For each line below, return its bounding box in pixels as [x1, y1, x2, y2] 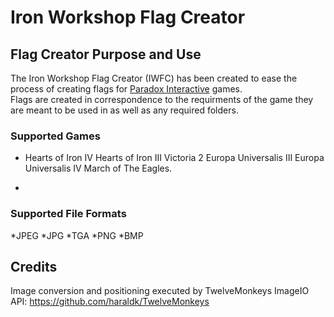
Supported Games [10, 129, 101, 143]
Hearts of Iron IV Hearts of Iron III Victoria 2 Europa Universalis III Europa [24, 152, 325, 164]
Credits [10, 258, 58, 275]
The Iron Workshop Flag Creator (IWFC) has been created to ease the [10, 72, 298, 84]
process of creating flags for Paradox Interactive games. [10, 83, 243, 95]
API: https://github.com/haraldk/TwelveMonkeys [10, 296, 210, 308]
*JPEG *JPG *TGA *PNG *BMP [10, 229, 144, 241]
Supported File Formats [10, 207, 127, 221]
